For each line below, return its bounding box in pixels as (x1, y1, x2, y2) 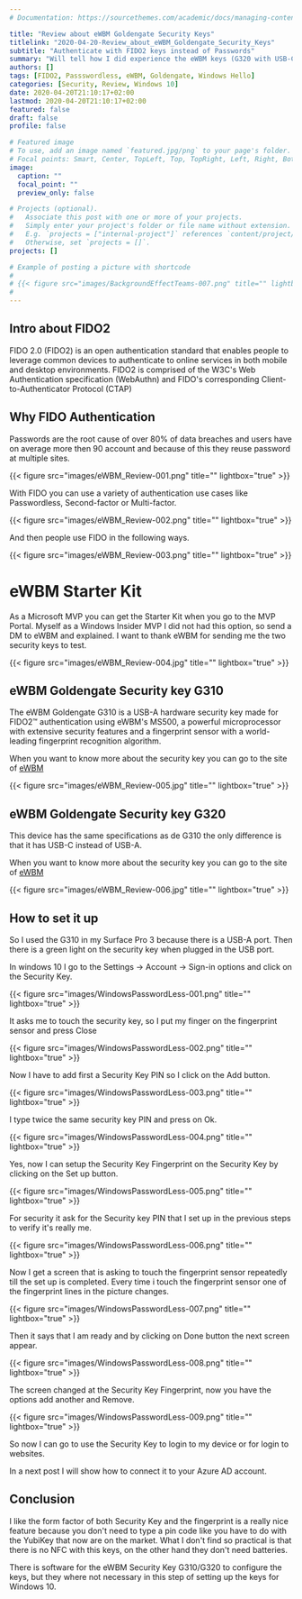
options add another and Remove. (9, 1394, 135, 1404)
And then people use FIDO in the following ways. (9, 532, 191, 543)
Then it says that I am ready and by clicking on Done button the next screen (9, 1330, 290, 1341)
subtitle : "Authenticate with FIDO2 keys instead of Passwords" (9, 46, 255, 55)
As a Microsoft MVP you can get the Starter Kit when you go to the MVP (9, 610, 276, 622)
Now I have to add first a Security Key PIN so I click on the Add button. (9, 1070, 271, 1080)
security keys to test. (9, 639, 87, 650)
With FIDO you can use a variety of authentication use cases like (9, 488, 249, 498)
